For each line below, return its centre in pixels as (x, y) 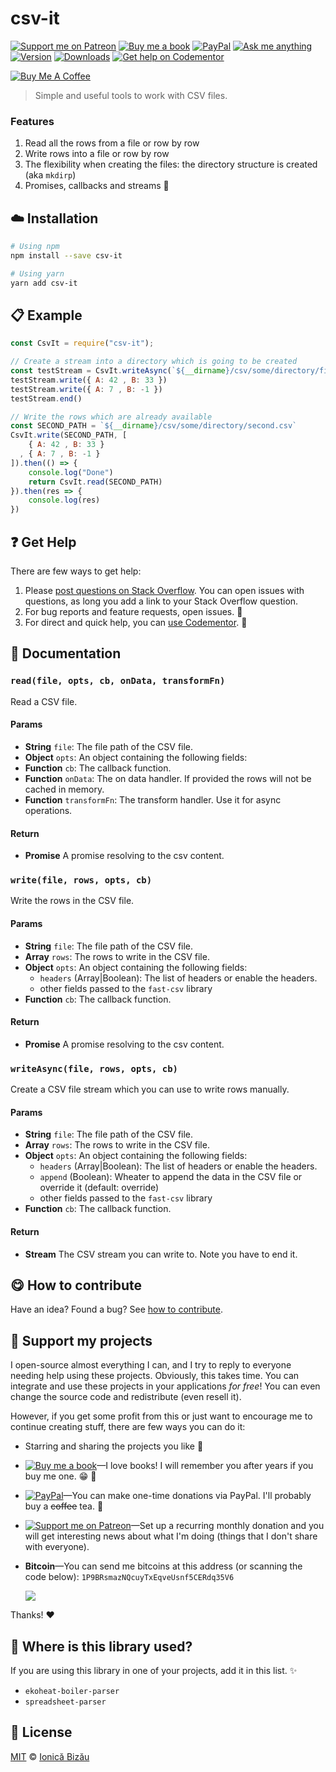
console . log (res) (64, 500)
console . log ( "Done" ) (71, 472)
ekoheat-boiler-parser (72, 1691)
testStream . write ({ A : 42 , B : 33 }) (89, 380)
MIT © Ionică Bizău (50, 1756)
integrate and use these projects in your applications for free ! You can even (165, 1386)
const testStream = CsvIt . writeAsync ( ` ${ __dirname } (120, 371)
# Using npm (35, 247)
